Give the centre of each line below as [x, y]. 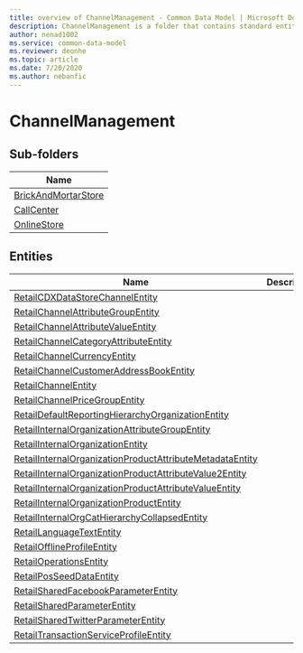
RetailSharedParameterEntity [75, 605]
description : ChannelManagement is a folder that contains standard [141, 26]
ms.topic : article [44, 60]
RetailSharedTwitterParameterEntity [90, 620]
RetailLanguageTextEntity [68, 532]
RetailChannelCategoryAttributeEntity [93, 341]
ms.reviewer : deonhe [48, 51]
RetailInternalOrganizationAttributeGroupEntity [112, 429]
